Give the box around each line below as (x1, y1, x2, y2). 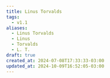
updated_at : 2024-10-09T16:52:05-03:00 (6, 63, 105, 69)
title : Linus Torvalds (6, 8, 62, 15)
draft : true (6, 52, 35, 58)
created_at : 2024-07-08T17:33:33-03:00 (6, 57, 105, 63)
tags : (6, 14, 20, 20)
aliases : (6, 25, 28, 31)
